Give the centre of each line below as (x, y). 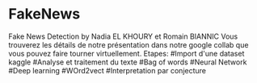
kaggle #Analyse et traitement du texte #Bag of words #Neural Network (128, 62)
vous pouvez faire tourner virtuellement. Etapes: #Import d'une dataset (126, 53)
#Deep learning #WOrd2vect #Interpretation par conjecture (107, 70)
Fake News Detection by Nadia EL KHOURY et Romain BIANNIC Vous (123, 36)
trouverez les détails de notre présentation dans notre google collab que (128, 44)
